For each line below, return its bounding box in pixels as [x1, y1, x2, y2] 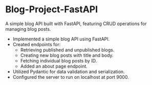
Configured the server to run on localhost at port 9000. [12, 74, 129, 80]
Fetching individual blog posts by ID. [20, 57, 97, 63]
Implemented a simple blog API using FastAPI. [12, 36, 110, 42]
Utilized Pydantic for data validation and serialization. [12, 68, 125, 75]
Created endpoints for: [12, 41, 61, 47]
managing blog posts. [5, 26, 51, 32]
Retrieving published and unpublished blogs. [20, 47, 115, 53]
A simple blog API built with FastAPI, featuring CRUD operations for [5, 20, 147, 27]
